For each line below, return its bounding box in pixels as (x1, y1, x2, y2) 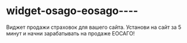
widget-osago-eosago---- (6, 4, 138, 18)
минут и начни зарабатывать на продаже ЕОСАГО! (6, 29, 135, 37)
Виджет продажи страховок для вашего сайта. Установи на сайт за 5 (6, 24, 182, 31)
